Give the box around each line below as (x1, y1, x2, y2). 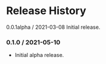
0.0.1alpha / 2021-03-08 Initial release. (6, 23, 101, 31)
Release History (6, 4, 86, 18)
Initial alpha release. (14, 52, 64, 59)
